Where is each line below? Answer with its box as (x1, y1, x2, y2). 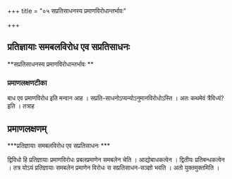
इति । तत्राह (7, 102, 35, 111)
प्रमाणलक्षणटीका (7, 78, 47, 87)
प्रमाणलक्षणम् (7, 123, 47, 135)
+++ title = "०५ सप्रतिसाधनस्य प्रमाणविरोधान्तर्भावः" (7, 7, 127, 15)
